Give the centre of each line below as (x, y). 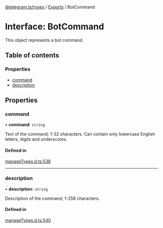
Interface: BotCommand (55, 27)
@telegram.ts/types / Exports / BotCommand (50, 7)
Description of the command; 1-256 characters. (52, 198)
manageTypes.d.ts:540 (28, 220)
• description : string (26, 189)
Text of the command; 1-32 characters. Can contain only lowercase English (80, 134)
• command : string (25, 125)
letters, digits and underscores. (36, 139)
